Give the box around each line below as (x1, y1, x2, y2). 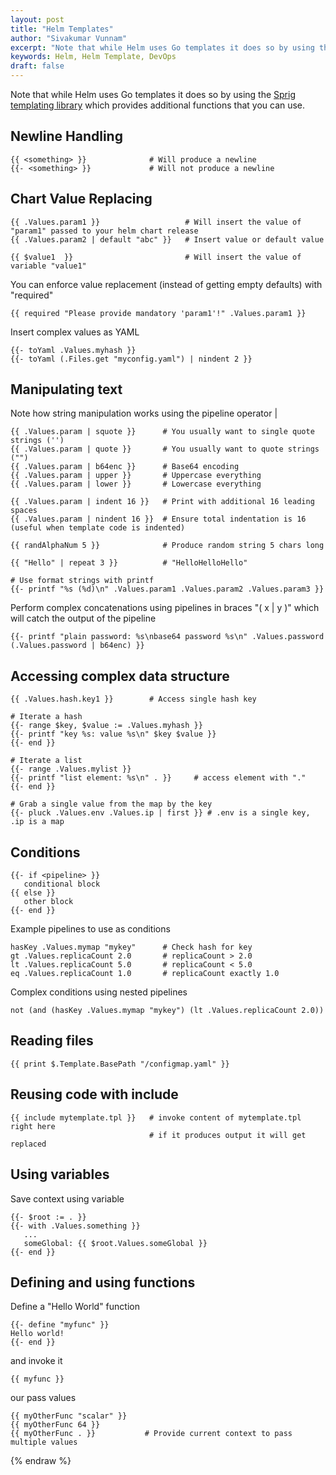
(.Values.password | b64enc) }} (10, 641, 145, 651)
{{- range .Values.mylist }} (10, 764, 132, 775)
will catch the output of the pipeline (10, 612, 157, 625)
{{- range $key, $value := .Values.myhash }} (10, 721, 203, 731)
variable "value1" (10, 261, 87, 271)
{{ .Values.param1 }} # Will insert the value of (10, 217, 302, 227)
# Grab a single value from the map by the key (10, 799, 213, 810)
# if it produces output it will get (148, 1130, 307, 1140)
